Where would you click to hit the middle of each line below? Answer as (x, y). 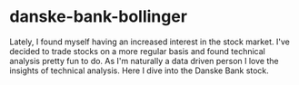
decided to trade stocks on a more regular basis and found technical (137, 51)
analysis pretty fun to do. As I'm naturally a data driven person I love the (144, 61)
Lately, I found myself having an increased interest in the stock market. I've (150, 42)
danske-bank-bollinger (99, 17)
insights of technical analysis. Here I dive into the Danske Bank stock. (140, 71)
